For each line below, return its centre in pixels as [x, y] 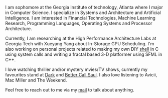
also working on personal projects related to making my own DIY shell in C [82, 49]
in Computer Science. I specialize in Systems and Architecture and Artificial [83, 13]
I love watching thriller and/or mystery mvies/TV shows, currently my [76, 69]
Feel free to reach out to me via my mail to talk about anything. [70, 90]
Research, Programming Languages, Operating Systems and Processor [79, 23]
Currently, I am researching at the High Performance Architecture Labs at [81, 38]
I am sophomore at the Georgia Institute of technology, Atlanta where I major [84, 7]
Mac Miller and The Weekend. [36, 80]
